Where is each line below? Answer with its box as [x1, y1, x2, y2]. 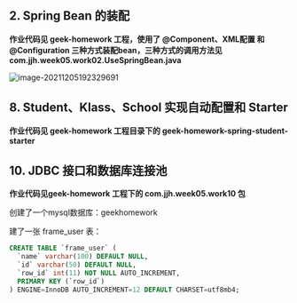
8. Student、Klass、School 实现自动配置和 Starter [9, 100, 288, 116]
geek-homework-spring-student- [161, 125, 288, 136]
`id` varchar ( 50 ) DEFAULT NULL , [17, 260, 137, 269]
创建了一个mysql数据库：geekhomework [9, 207, 158, 218]
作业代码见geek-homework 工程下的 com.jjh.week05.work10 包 [9, 188, 246, 199]
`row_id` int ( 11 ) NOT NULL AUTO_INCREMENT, [17, 269, 180, 278]
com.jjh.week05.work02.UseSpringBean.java [9, 54, 182, 65]
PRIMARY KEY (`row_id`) [17, 276, 105, 286]
